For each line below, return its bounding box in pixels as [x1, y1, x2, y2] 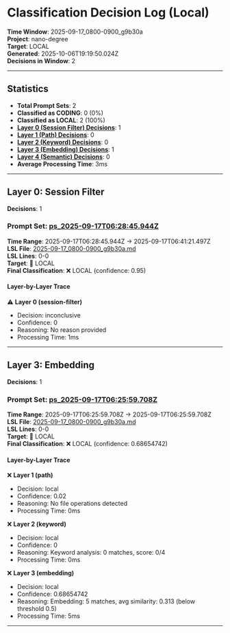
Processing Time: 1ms [16, 333, 79, 342]
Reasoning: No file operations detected [16, 500, 128, 508]
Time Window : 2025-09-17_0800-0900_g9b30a [7, 27, 144, 36]
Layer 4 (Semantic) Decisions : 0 [16, 153, 110, 161]
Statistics [7, 83, 49, 95]
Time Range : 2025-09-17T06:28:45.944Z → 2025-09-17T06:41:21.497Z [7, 237, 211, 245]
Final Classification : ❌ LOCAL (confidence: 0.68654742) [7, 440, 168, 448]
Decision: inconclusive [16, 311, 81, 320]
